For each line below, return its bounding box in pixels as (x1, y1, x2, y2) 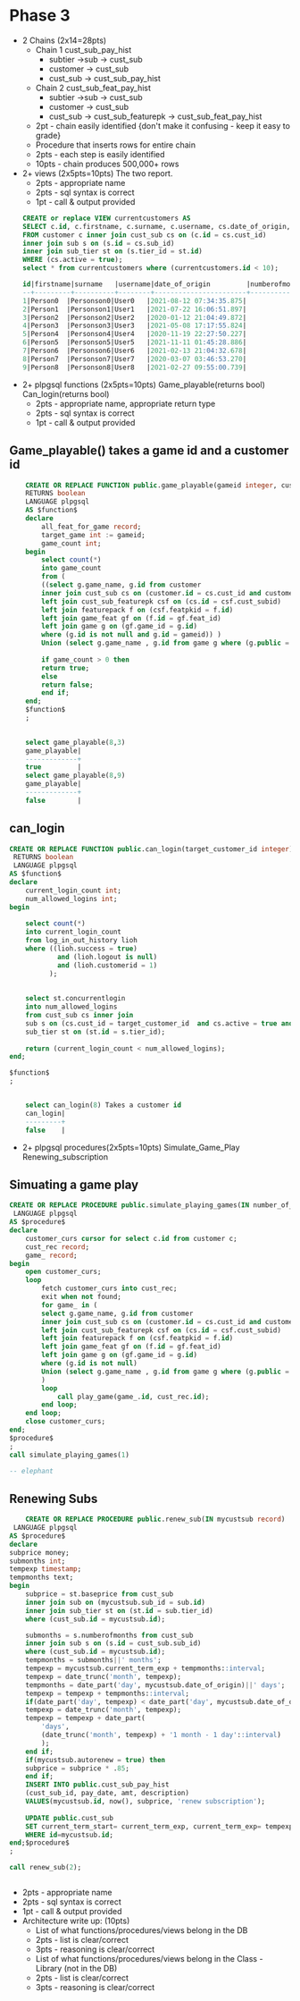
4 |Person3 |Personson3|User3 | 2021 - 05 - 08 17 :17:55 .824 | (21, 321, 247, 331)
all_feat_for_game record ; (41, 522, 142, 531)
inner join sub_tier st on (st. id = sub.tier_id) (25, 1606, 214, 1615)
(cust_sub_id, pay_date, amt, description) (25, 1789, 190, 1798)
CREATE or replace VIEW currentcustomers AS (21, 214, 191, 223)
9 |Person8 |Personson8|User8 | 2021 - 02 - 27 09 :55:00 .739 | (21, 363, 247, 372)
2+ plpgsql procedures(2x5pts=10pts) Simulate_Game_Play (21, 1142, 240, 1152)
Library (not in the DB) (35, 1963, 118, 1974)
